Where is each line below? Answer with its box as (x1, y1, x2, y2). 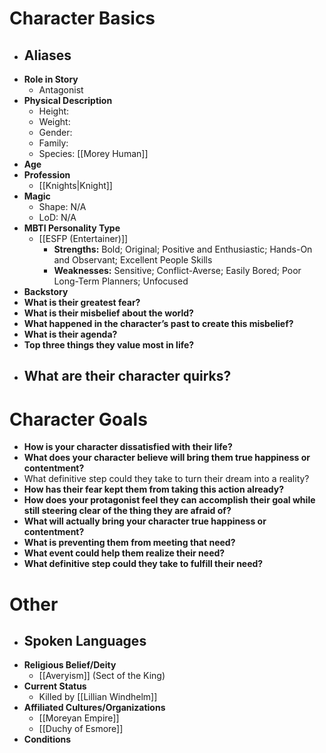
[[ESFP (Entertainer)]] (38, 233, 129, 244)
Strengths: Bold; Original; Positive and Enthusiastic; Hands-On (53, 243, 313, 255)
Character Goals (9, 408, 148, 431)
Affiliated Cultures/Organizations (23, 702, 166, 714)
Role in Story (23, 73, 79, 85)
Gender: (38, 127, 73, 138)
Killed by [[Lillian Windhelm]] (38, 691, 158, 703)
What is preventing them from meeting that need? (23, 537, 236, 549)
